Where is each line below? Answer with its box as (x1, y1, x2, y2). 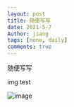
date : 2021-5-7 (7, 23, 52, 30)
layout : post (7, 10, 46, 18)
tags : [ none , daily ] (7, 37, 68, 44)
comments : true (7, 43, 52, 50)
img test (7, 78, 31, 86)
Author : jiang (7, 30, 49, 38)
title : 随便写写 (7, 17, 51, 24)
